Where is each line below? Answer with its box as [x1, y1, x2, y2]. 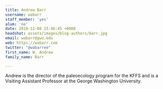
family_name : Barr [5, 54, 44, 60]
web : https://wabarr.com [5, 40, 58, 46]
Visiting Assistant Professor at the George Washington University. [5, 78, 142, 84]
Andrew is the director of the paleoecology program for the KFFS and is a [5, 73, 158, 79]
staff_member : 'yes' [5, 17, 49, 22]
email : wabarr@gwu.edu [5, 36, 53, 41]
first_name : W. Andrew [5, 50, 53, 55]
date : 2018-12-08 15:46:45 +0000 [5, 26, 76, 31]
